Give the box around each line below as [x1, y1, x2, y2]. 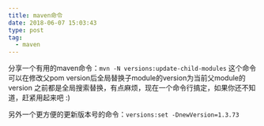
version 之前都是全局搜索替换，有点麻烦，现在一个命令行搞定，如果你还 [8, 83, 243, 93]
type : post [8, 26, 44, 34]
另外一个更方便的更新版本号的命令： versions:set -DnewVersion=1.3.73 [8, 109, 239, 119]
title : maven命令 [8, 11, 63, 20]
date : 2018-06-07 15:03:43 [8, 19, 97, 27]
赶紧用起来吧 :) [21, 93, 71, 102]
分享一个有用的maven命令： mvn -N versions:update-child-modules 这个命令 [8, 64, 257, 73]
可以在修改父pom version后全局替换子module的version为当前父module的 [8, 73, 247, 83]
